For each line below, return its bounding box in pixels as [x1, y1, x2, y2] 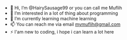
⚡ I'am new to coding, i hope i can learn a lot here [10, 29, 114, 35]
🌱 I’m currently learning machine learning [10, 16, 97, 21]
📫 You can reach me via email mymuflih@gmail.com [10, 21, 121, 27]
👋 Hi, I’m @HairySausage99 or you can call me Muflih [10, 5, 122, 11]
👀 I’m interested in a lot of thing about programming [10, 10, 118, 16]
